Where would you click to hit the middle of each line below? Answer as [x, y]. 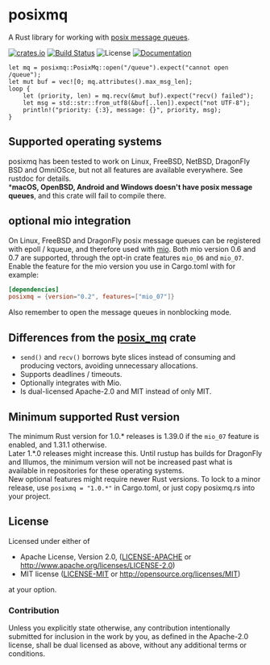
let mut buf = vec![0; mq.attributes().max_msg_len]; [101, 82]
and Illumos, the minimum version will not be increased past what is [120, 462]
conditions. [27, 654]
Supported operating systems [85, 142]
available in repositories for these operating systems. [96, 471]
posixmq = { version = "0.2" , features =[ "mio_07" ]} [91, 297]
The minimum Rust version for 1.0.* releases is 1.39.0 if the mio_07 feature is [134, 436]
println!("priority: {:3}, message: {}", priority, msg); [122, 110]
